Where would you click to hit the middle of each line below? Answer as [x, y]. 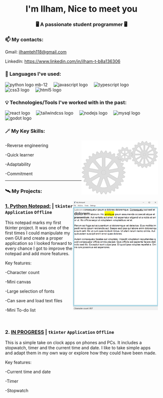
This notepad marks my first [33, 223]
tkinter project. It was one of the [37, 228]
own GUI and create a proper [34, 238]
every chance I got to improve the [39, 248]
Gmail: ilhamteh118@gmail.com [36, 52]
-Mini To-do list [20, 310]
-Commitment [19, 173]
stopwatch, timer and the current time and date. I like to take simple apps [78, 348]
